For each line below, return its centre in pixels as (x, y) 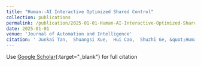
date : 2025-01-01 (28, 28)
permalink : (20, 23)
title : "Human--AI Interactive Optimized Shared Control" (80, 12)
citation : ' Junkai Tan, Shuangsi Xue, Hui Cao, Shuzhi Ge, (87, 40)
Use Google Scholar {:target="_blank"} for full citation (72, 57)
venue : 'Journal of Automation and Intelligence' (69, 34)
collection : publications (38, 17)
